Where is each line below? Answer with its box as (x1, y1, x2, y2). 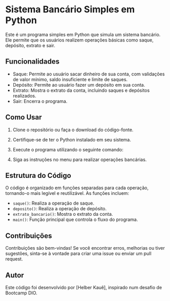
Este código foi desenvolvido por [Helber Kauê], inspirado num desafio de (5, 285, 162, 290)
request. (5, 256, 23, 262)
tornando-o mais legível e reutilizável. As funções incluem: (5, 190, 129, 196)
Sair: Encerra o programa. (12, 98, 68, 104)
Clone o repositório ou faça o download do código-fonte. (12, 127, 134, 133)
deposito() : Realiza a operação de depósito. (12, 206, 107, 212)
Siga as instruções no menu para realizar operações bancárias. (12, 156, 147, 163)
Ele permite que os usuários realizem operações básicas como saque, (5, 37, 154, 43)
